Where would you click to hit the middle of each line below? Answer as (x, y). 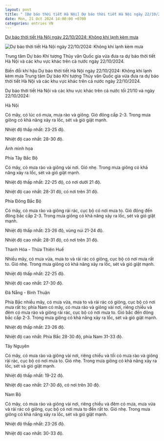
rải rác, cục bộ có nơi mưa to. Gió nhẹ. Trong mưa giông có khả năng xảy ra (81, 361)
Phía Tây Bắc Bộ (21, 158)
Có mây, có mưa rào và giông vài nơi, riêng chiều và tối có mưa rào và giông (82, 356)
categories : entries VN (29, 23)
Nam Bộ (13, 395)
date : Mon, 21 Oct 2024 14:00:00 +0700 (46, 19)
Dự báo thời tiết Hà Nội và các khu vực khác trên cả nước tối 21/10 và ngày (80, 91)
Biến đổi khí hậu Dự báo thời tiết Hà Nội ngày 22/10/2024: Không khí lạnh (79, 71)
